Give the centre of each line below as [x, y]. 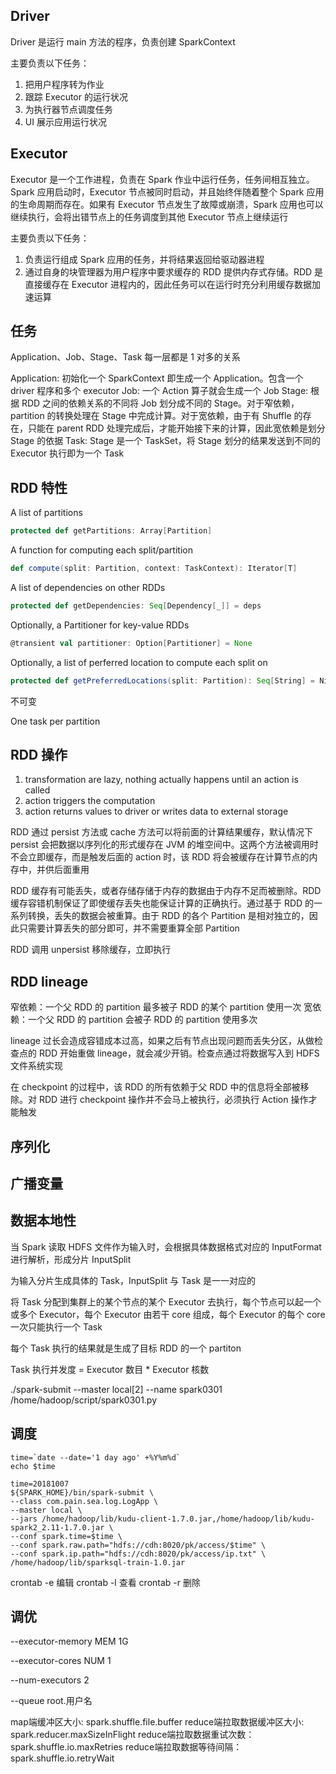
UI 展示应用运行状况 [65, 121]
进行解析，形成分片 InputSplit [71, 1259]
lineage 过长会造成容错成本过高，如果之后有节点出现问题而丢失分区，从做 [162, 1041]
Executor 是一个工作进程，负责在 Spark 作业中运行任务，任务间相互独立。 [162, 179]
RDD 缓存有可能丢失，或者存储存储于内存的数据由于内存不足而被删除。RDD [166, 891]
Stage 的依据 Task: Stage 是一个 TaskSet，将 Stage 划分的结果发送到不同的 [165, 441]
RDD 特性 [39, 487]
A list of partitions [46, 513]
